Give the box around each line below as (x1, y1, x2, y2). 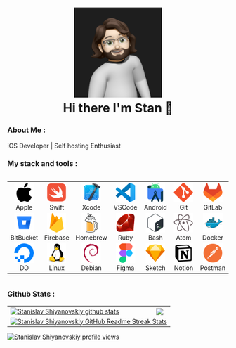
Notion (173, 264, 194, 272)
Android (143, 202, 167, 211)
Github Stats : (7, 289, 55, 299)
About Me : (7, 125, 46, 135)
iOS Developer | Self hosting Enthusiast (7, 141, 122, 150)
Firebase (44, 233, 70, 242)
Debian (81, 264, 102, 272)
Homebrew (75, 233, 107, 242)
